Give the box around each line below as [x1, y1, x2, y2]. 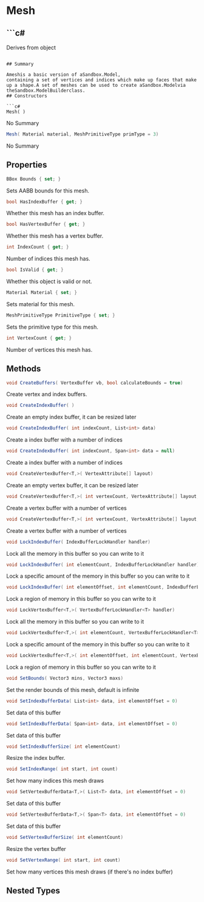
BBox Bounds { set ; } [6, 176, 61, 182]
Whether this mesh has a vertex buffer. [6, 232, 104, 240]
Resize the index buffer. [6, 754, 66, 762]
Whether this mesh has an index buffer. [6, 210, 105, 217]
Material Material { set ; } [6, 290, 78, 296]
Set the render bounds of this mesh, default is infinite [6, 686, 140, 693]
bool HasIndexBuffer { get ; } [6, 199, 83, 205]
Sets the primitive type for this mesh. [6, 323, 99, 330]
